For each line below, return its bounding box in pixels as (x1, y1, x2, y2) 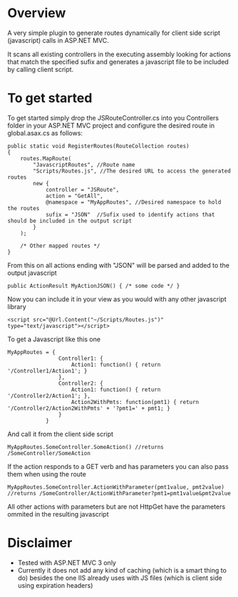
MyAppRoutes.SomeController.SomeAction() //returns (7, 443, 164, 450)
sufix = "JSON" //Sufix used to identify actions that (45, 211, 215, 218)
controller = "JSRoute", (45, 186, 120, 193)
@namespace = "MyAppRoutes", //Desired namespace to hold (45, 198, 222, 206)
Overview (7, 5, 66, 21)
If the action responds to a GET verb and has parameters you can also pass (7, 462, 229, 471)
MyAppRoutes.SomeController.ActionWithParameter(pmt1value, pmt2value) (7, 483, 224, 491)
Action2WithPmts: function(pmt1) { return (71, 398, 200, 405)
